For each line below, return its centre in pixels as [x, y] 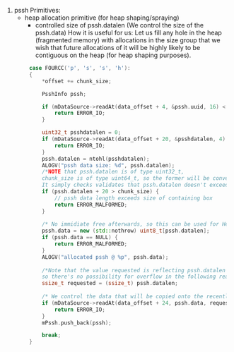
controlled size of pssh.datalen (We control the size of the [119, 25]
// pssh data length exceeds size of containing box [134, 198]
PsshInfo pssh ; [64, 94]
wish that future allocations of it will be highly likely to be [118, 48]
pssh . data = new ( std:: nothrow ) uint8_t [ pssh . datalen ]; [125, 231]
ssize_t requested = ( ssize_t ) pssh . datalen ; [110, 284]
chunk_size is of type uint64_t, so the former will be [125, 178]
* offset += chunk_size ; [76, 81]
